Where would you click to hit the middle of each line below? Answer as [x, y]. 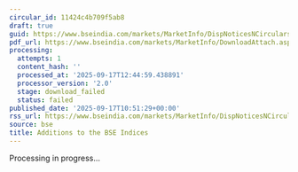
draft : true [31, 26]
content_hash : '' [49, 67]
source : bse [31, 125]
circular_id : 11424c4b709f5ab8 [67, 17]
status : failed [45, 100]
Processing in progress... [55, 158]
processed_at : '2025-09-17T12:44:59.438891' [101, 75]
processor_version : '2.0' [65, 83]
